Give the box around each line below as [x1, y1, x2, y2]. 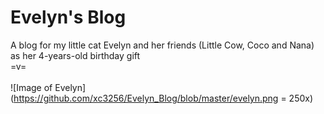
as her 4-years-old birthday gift [10, 49, 141, 61]
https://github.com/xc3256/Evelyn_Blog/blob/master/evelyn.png [13, 92, 279, 104]
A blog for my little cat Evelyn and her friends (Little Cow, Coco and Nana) [10, 39, 315, 51]
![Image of [10, 81, 53, 93]
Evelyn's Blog [10, 6, 127, 29]
